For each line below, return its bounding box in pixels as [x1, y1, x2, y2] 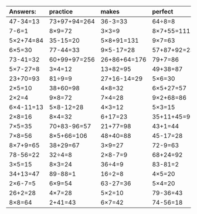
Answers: [9, 8, 36, 15]
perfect [152, 8, 174, 15]
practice [49, 8, 73, 15]
